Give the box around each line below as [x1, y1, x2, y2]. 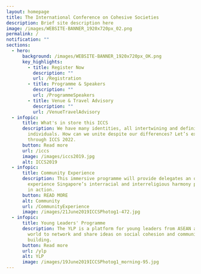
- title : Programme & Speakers [28, 81, 106, 87]
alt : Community [22, 198, 60, 204]
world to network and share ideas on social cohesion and [28, 231, 175, 237]
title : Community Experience [22, 170, 95, 176]
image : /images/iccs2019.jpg [22, 153, 95, 159]
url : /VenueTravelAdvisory [32, 109, 100, 115]
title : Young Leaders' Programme [22, 220, 106, 226]
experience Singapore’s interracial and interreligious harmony [28, 181, 191, 187]
